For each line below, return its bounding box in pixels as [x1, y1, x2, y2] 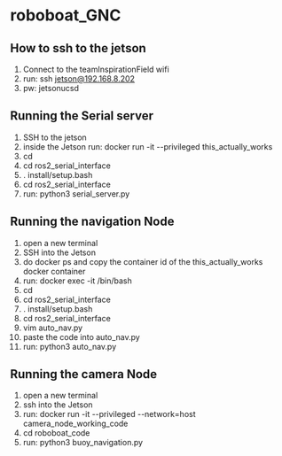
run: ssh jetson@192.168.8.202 [22, 73, 136, 84]
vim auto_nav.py [22, 322, 83, 333]
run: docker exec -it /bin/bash [22, 275, 132, 286]
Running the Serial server [10, 108, 154, 124]
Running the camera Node [10, 367, 158, 382]
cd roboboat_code [22, 428, 90, 438]
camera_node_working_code [22, 418, 129, 429]
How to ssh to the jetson [10, 41, 147, 56]
